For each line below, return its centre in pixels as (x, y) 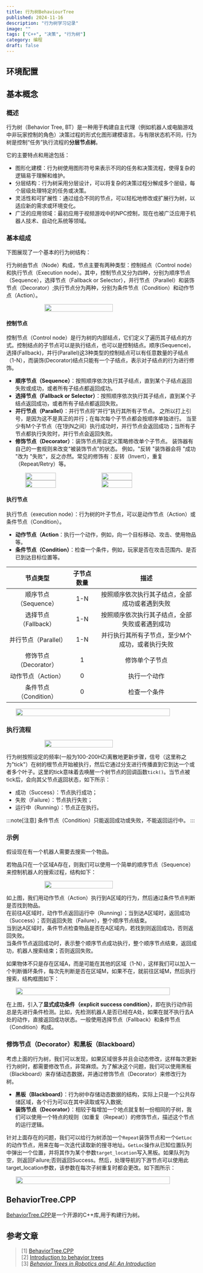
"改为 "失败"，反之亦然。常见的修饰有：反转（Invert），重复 (89, 457)
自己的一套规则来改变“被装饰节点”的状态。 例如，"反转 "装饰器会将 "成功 (105, 449)
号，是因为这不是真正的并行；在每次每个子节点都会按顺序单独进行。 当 (103, 418)
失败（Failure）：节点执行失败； (54, 799)
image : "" (19, 29)
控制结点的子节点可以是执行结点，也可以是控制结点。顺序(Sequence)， (105, 345)
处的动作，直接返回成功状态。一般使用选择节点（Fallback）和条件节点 (93, 1020)
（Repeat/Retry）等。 (42, 464)
